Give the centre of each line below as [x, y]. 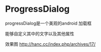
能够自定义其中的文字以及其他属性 [40, 33]
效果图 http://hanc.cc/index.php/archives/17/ [50, 44]
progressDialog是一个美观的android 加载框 [49, 23]
